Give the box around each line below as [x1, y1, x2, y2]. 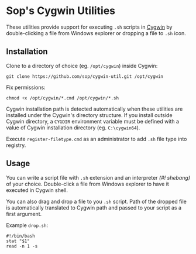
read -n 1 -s [6, 243, 38, 249]
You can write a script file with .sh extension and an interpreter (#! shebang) [6, 174, 191, 181]
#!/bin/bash [6, 233, 35, 239]
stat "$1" [6, 238, 30, 244]
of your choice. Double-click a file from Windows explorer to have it [6, 180, 170, 187]
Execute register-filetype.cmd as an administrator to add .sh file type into [6, 135, 187, 142]
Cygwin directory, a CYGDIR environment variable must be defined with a [6, 118, 180, 125]
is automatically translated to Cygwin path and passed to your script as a [6, 204, 182, 211]
